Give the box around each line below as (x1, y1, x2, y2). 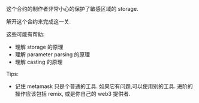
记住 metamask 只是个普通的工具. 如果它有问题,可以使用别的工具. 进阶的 (14, 83, 193, 90)
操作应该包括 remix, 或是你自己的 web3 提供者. (14, 90, 131, 97)
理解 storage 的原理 (14, 44, 64, 50)
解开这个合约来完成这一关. (6, 18, 71, 25)
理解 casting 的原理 (14, 59, 63, 65)
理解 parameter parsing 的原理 (14, 51, 91, 58)
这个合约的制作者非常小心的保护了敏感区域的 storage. (6, 5, 139, 12)
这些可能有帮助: (6, 31, 45, 38)
